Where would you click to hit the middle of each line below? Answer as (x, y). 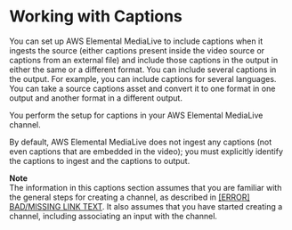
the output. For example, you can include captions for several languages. (143, 78)
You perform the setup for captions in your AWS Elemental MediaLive (136, 115)
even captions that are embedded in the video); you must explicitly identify (146, 151)
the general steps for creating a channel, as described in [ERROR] (130, 197)
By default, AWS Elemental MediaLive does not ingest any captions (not (141, 142)
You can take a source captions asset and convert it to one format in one (142, 88)
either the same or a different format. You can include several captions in (143, 70)
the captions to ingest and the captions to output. (100, 160)
